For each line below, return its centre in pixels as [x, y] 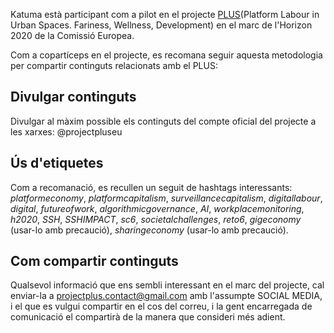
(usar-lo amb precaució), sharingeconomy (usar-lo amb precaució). [149, 230]
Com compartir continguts [94, 261]
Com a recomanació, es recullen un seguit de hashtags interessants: [151, 187]
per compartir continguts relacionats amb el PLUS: [114, 65]
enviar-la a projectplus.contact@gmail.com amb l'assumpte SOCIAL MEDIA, [166, 296]
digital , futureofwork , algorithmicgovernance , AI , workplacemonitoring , [157, 208]
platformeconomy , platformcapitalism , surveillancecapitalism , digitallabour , [166, 198]
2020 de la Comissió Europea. [72, 35]
